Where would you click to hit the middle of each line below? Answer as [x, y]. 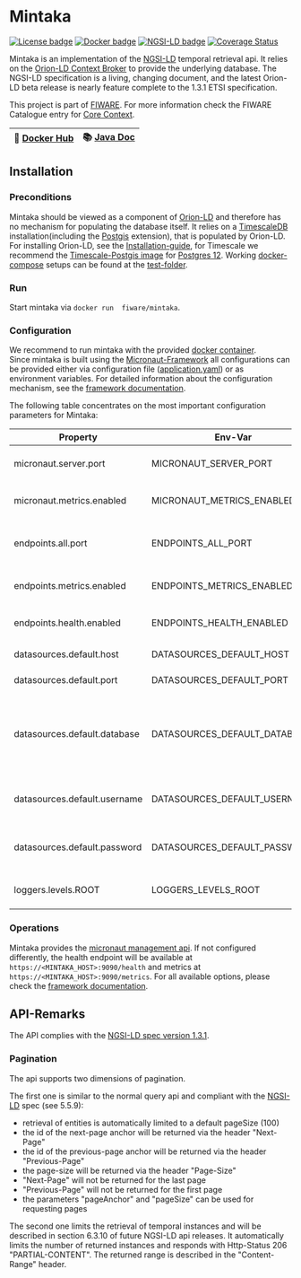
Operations [34, 928]
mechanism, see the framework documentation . [98, 389]
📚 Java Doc [109, 136]
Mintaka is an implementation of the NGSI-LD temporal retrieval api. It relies [149, 58]
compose [27, 264]
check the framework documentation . [79, 985]
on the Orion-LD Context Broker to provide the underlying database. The [143, 68]
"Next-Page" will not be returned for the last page [114, 1180]
